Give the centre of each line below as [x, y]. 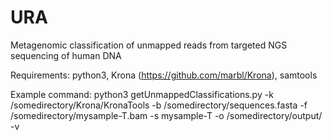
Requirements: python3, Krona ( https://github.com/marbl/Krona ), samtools [164, 75]
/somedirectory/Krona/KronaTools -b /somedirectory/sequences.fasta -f [159, 105]
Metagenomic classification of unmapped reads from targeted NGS [149, 45]
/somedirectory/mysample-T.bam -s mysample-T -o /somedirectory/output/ [166, 115]
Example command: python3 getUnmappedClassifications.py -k [142, 94]
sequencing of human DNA [66, 55]
